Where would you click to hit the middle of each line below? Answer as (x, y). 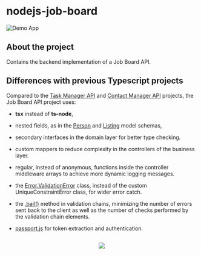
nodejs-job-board (52, 11)
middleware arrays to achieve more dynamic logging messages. (95, 174)
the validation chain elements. (52, 216)
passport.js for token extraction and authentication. (79, 228)
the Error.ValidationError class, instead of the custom (81, 185)
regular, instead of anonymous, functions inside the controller (92, 167)
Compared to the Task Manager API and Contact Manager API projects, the (100, 95)
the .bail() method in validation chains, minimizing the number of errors (104, 203)
